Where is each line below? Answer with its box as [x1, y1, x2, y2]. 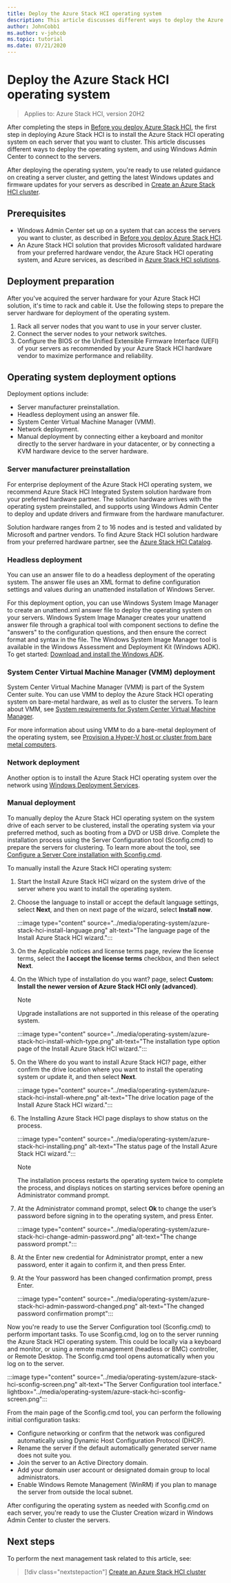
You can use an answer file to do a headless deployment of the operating [7, 570, 215, 579]
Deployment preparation [7, 276, 115, 288]
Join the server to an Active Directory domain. [17, 1458, 148, 1466]
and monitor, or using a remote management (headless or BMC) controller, [7, 1345, 219, 1353]
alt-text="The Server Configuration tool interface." [79, 1380, 222, 1388]
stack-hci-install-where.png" [17, 1093, 100, 1101]
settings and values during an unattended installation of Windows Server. [7, 585, 215, 593]
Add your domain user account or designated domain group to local [17, 1465, 210, 1474]
